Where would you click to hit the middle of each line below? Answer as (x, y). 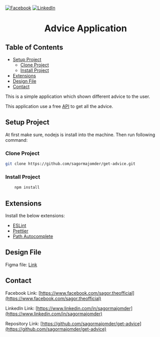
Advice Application (86, 29)
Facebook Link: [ (23, 293)
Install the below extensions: (35, 215)
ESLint (19, 225)
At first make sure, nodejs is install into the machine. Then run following (80, 135)
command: (17, 140)
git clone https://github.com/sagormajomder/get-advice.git (71, 164)
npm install (27, 188)
